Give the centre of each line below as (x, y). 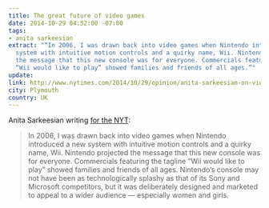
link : (17, 82)
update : (21, 75)
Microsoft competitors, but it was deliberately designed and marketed (143, 187)
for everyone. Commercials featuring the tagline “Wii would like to (137, 162)
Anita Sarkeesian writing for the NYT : (69, 120)
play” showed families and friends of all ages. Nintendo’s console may (143, 170)
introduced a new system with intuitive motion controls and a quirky (140, 144)
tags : (17, 30)
